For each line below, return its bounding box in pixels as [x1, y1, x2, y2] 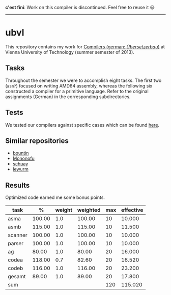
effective [121, 206, 144, 214]
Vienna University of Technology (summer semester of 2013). [5, 49, 135, 55]
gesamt [8, 273, 26, 280]
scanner [8, 231, 27, 239]
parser [8, 240, 24, 247]
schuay [12, 161, 28, 167]
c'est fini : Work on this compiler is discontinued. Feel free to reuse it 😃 [5, 5, 155, 10]
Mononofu [12, 155, 35, 162]
